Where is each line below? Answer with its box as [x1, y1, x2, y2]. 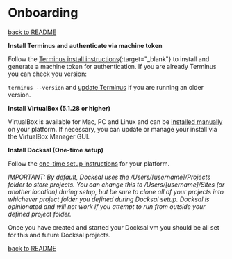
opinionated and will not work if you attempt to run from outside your [8, 202, 206, 210]
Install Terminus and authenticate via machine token [8, 41, 163, 49]
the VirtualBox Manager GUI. [8, 132, 90, 141]
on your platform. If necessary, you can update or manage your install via [8, 125, 217, 133]
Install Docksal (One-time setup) [8, 146, 103, 154]
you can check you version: [8, 70, 88, 78]
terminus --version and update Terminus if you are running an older [8, 83, 204, 91]
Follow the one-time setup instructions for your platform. [8, 159, 169, 168]
